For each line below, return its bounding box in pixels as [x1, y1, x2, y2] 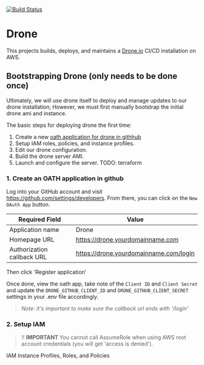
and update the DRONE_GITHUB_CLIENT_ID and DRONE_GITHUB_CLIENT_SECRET [6, 287, 189, 294]
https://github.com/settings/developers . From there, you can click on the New [6, 194, 198, 202]
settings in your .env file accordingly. [6, 293, 99, 301]
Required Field [18, 216, 61, 224]
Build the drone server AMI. [15, 152, 84, 160]
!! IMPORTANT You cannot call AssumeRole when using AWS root [21, 334, 186, 341]
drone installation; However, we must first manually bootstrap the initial [6, 103, 184, 111]
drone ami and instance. [6, 109, 67, 117]
